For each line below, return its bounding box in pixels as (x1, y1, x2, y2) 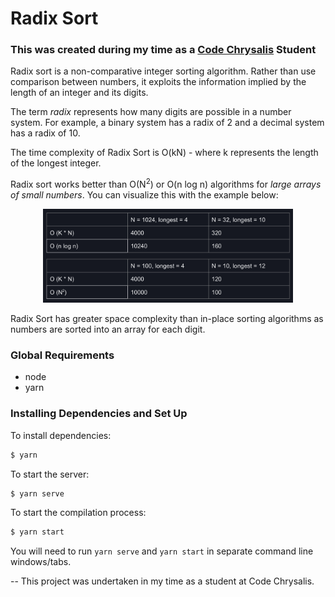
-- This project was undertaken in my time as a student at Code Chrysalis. (10, 575, 315, 587)
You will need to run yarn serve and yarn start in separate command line (10, 545, 314, 557)
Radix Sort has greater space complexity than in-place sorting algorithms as (10, 313, 324, 325)
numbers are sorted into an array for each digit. (10, 323, 206, 336)
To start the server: (10, 468, 90, 480)
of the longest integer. (10, 157, 102, 169)
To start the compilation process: (10, 507, 147, 519)
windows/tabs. (10, 556, 72, 568)
